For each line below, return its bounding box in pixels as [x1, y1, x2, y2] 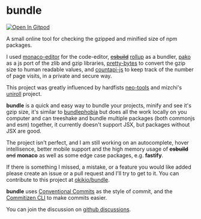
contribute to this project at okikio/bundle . [6, 176, 110, 183]
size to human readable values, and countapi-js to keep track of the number [6, 65, 194, 73]
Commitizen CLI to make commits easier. [6, 194, 107, 201]
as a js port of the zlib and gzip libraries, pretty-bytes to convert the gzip [6, 59, 186, 67]
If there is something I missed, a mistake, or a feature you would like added [6, 163, 192, 170]
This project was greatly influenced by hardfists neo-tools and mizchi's [6, 83, 182, 91]
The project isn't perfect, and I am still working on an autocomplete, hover [6, 139, 189, 146]
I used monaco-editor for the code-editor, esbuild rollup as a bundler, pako [6, 53, 191, 60]
